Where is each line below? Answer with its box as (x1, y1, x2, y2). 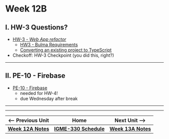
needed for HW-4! (20, 90, 58, 96)
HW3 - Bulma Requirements (20, 42, 78, 48)
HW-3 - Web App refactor (12, 36, 66, 42)
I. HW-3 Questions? (5, 23, 68, 32)
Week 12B (5, 3, 47, 15)
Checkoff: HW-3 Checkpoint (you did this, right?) (12, 52, 114, 58)
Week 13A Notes (109, 125, 151, 132)
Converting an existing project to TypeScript (20, 47, 112, 53)
